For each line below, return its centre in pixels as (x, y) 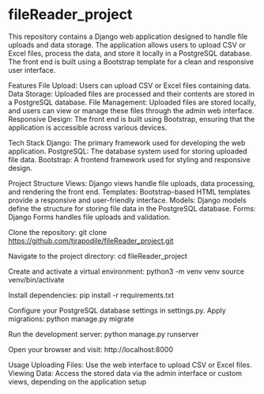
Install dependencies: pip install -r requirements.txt (91, 295)
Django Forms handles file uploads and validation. (90, 217)
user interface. (32, 70)
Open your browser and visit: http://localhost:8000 (91, 349)
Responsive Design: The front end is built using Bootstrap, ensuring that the (132, 119)
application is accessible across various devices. (88, 127)
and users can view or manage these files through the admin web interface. (131, 110)
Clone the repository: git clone (58, 232)
